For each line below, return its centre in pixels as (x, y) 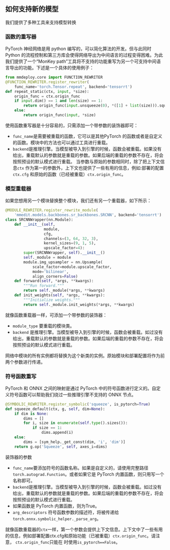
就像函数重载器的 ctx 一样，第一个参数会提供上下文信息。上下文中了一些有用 (84, 529)
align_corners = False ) (55, 276)
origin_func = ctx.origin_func (47, 96)
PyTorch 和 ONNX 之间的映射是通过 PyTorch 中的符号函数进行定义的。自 (81, 388)
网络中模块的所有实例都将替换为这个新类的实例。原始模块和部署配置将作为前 (85, 355)
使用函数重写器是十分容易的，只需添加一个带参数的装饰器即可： (72, 125)
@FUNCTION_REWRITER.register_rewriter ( (47, 82)
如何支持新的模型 (32, 9)
